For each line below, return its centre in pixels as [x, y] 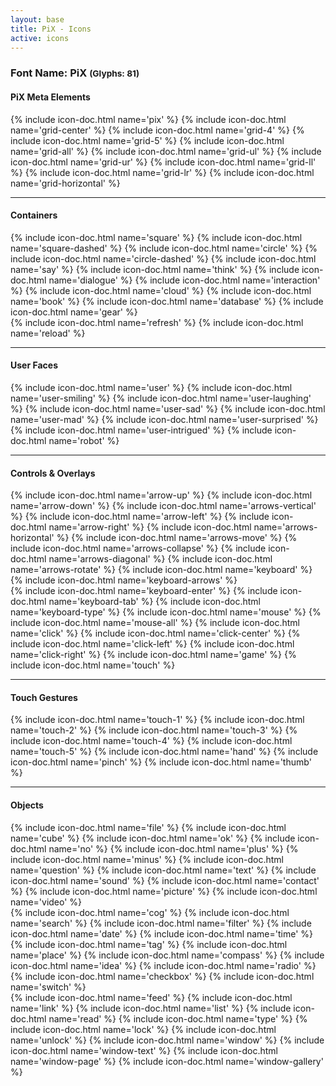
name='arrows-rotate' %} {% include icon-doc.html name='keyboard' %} [161, 570]
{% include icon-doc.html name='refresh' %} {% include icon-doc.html [157, 322]
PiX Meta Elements [50, 97]
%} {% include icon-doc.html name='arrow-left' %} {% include [140, 517]
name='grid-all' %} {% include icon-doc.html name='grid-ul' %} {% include [166, 151]
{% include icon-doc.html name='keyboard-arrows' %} [124, 580]
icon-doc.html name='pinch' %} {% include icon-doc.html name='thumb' [161, 762]
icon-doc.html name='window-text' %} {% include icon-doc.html [144, 1050]
